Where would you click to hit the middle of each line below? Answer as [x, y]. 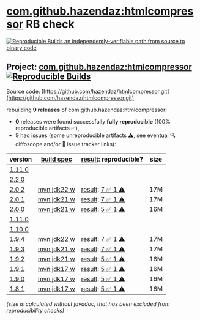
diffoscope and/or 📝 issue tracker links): [65, 144]
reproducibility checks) [35, 310]
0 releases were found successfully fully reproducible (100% [93, 121]
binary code [21, 48]
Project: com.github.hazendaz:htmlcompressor [99, 67]
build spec [56, 159]
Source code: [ [25, 91]
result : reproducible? [112, 159]
